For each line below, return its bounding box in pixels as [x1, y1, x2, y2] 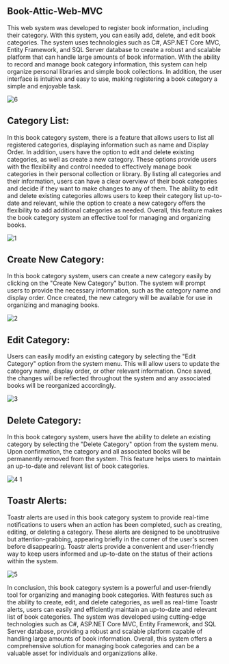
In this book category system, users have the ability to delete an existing [7, 433, 211, 441]
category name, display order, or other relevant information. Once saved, [7, 367, 213, 376]
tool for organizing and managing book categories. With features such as [7, 591, 213, 599]
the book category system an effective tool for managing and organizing [7, 213, 211, 221]
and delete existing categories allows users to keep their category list [7, 191, 203, 199]
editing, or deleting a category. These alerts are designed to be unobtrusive [7, 528, 220, 536]
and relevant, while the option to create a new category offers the [21, 199, 206, 207]
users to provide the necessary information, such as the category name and [7, 286, 221, 295]
